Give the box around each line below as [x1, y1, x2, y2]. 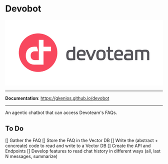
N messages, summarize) [5, 153, 58, 159]
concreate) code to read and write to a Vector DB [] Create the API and [5, 143, 151, 148]
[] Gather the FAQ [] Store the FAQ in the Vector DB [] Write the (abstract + [5, 137, 158, 143]
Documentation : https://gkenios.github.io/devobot [5, 95, 109, 101]
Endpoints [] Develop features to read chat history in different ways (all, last [5, 148, 161, 154]
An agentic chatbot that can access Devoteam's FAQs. [5, 109, 117, 115]
